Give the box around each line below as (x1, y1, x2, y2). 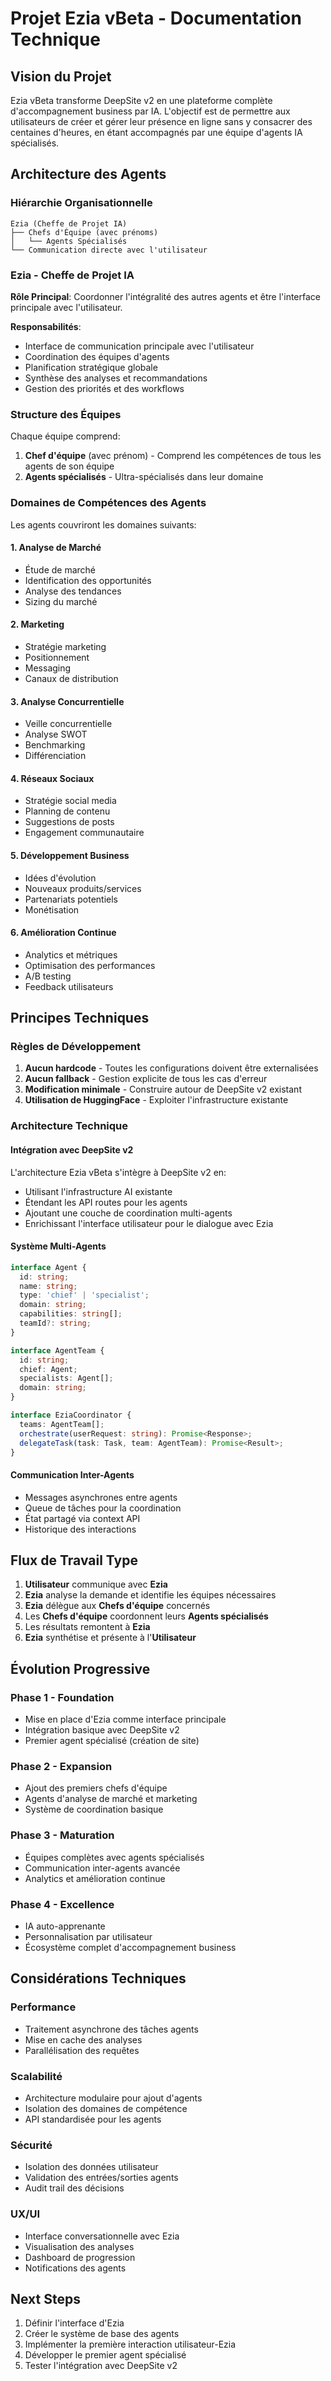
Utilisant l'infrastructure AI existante (24, 1185, 173, 1197)
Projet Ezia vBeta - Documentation (10, 7, 302, 30)
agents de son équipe (24, 460, 115, 472)
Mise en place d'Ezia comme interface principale (24, 1713, 227, 1726)
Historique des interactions (24, 1523, 137, 1535)
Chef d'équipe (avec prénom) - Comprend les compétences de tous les (24, 450, 322, 462)
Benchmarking (24, 739, 86, 751)
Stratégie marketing (24, 640, 107, 652)
